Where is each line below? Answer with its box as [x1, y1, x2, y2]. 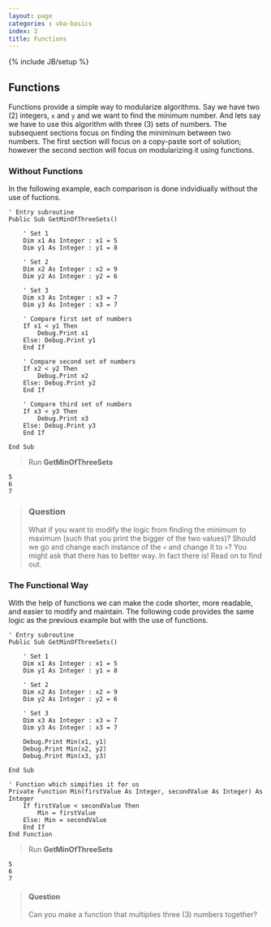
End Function [8, 830, 53, 838]
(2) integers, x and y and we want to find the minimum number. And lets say [8, 111, 261, 120]
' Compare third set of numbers [23, 400, 132, 409]
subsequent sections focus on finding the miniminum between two [8, 128, 231, 138]
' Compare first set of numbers [23, 315, 132, 324]
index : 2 [8, 27, 38, 35]
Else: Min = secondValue [23, 816, 107, 824]
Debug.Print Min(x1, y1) [23, 738, 107, 746]
